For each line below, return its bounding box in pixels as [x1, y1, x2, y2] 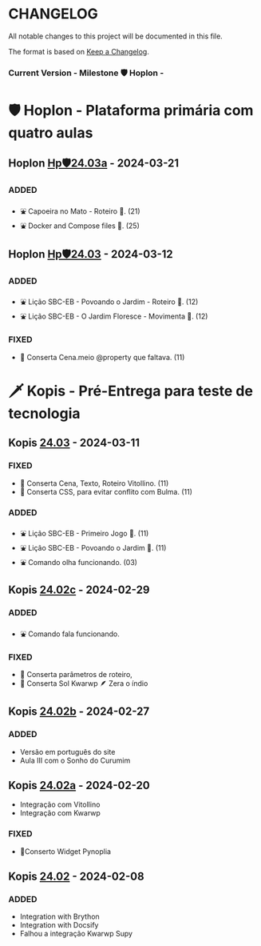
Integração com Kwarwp [19, 808, 101, 818]
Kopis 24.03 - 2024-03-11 [8, 436, 140, 450]
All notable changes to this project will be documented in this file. [8, 31, 223, 41]
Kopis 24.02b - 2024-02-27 [8, 705, 150, 719]
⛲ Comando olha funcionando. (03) [19, 557, 138, 567]
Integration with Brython [19, 912, 100, 921]
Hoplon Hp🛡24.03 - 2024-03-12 [8, 247, 173, 261]
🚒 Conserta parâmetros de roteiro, [19, 669, 133, 679]
